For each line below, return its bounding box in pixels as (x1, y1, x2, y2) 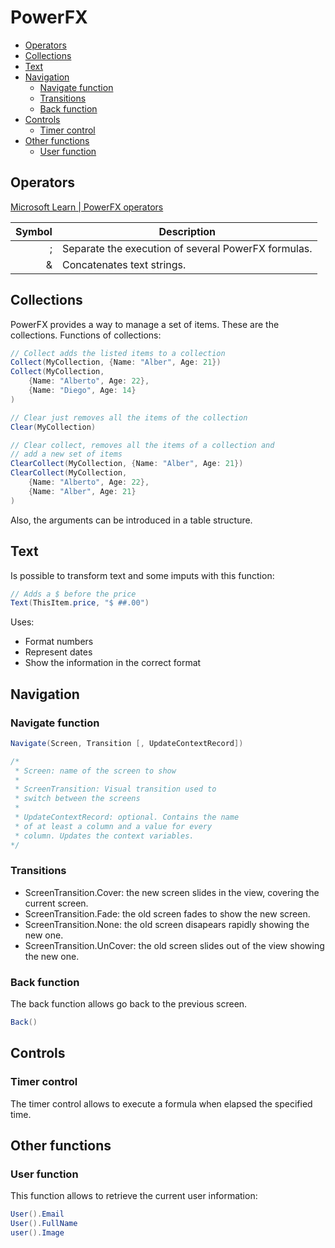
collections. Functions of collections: (10, 329, 162, 341)
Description (158, 224, 216, 238)
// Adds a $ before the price (10, 589, 137, 599)
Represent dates (24, 646, 93, 658)
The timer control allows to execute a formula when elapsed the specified (10, 1097, 313, 1110)
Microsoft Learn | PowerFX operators (10, 201, 164, 213)
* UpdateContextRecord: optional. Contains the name (14, 812, 240, 823)
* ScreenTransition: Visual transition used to (14, 784, 217, 795)
